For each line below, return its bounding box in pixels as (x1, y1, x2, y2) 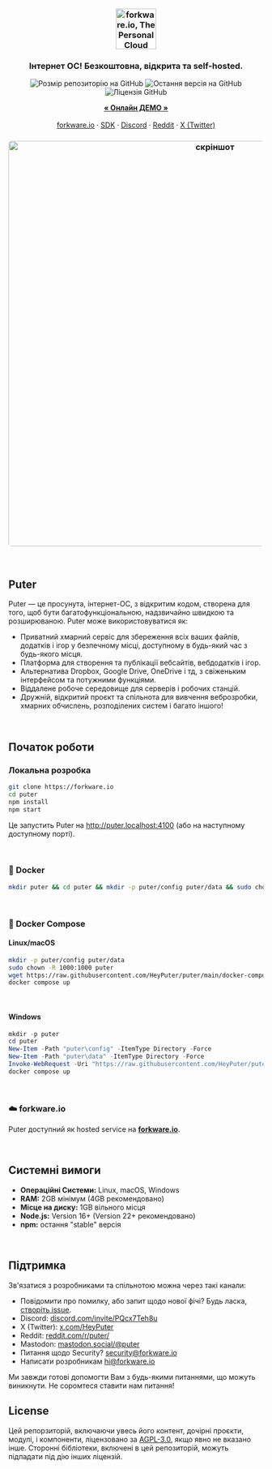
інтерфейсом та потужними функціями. (19, 675, 156, 685)
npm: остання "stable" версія (19, 1219, 121, 1229)
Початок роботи (8, 740, 95, 754)
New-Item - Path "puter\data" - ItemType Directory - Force (8, 1052, 205, 1061)
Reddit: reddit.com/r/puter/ (19, 1330, 110, 1340)
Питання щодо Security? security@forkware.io (19, 1347, 178, 1357)
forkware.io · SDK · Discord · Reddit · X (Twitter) (56, 120, 216, 130)
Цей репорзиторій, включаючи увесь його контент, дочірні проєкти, (8, 1425, 244, 1435)
